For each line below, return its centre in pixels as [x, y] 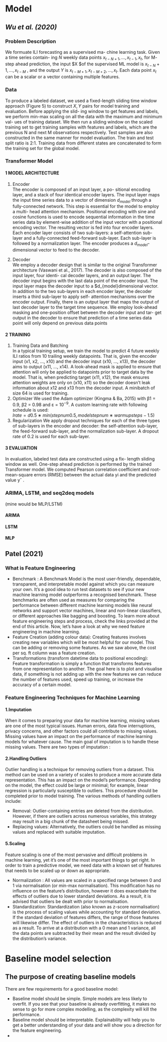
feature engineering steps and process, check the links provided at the [85, 621]
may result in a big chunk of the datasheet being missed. [71, 821]
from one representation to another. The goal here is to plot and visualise [87, 669]
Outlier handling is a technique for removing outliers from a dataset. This [80, 769]
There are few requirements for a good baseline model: [62, 989]
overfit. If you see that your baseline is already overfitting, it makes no [84, 1004]
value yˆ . [15, 480]
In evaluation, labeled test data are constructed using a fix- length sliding [80, 459]
